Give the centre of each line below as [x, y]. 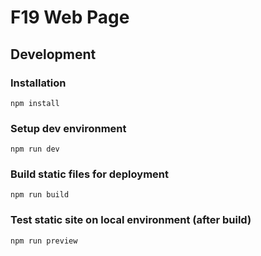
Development [53, 54]
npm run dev [35, 149]
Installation [38, 83]
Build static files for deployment [89, 174]
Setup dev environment [68, 128]
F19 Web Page [70, 17]
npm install [35, 103]
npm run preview [44, 241]
